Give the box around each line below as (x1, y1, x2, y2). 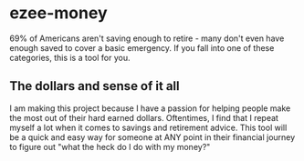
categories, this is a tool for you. (9, 52, 131, 63)
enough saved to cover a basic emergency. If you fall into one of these (9, 42, 275, 53)
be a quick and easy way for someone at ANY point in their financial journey (9, 131, 296, 143)
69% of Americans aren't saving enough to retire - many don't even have (9, 33, 285, 44)
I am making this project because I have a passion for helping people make (9, 103, 291, 114)
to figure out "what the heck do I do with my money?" (9, 141, 211, 152)
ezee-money (9, 3, 108, 24)
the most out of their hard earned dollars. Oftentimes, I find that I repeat (9, 112, 278, 123)
